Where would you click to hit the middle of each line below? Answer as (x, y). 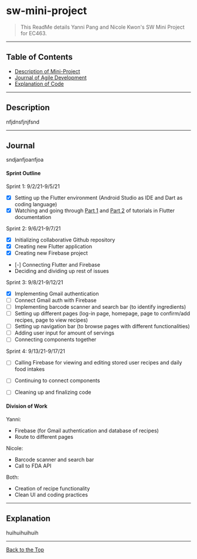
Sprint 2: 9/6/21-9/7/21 (33, 228)
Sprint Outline (23, 173)
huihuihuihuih (23, 533)
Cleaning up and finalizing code (53, 392)
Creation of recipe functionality (52, 488)
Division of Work (27, 406)
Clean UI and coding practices (51, 495)
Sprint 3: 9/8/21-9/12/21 (35, 282)
